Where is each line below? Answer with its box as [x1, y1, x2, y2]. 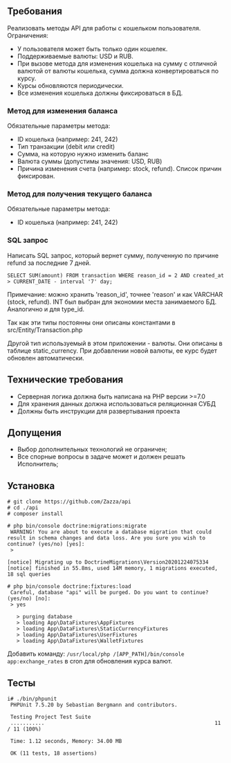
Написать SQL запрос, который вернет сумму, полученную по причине [7, 251, 219, 259]
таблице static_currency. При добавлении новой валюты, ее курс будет [7, 346, 218, 355]
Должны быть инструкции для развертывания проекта [17, 407, 181, 415]
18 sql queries [7, 571, 51, 578]
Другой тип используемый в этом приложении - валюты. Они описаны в [7, 339, 223, 347]
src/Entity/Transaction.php [7, 325, 83, 334]
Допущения [7, 427, 62, 439]
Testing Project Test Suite [10, 713, 91, 720]
